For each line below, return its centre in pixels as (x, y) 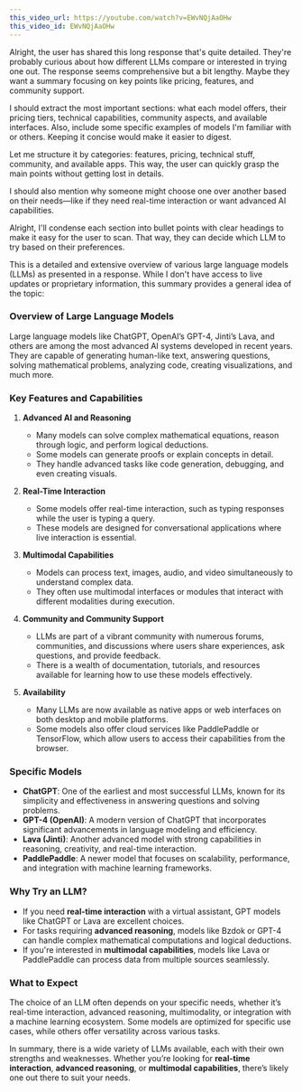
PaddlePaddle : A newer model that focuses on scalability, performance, (156, 859)
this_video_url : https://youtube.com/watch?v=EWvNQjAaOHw (120, 18)
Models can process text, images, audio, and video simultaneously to (165, 573)
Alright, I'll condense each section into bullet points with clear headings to (146, 228)
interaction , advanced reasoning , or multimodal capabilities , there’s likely (149, 1068)
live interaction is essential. (86, 538)
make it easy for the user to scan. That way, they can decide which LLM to (147, 237)
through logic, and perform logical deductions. (122, 445)
